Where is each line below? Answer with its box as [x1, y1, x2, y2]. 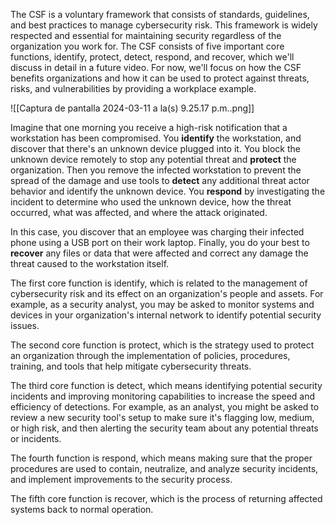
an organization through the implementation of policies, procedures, [10, 350, 291, 361]
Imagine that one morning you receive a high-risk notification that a [10, 122, 288, 133]
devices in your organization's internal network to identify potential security [10, 309, 322, 321]
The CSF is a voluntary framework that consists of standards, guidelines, [10, 9, 310, 20]
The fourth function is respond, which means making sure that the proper [10, 452, 313, 464]
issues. [10, 320, 40, 331]
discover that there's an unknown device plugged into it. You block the [10, 143, 301, 154]
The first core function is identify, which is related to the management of [10, 277, 308, 289]
